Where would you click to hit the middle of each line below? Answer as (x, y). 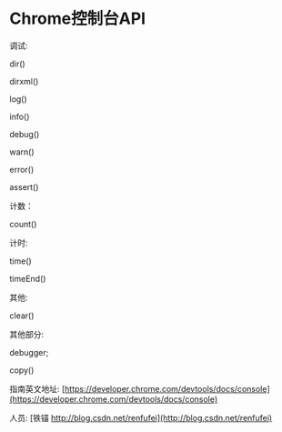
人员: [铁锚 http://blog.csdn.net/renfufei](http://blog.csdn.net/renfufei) (141, 417)
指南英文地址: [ (37, 388)
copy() (22, 370)
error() (22, 169)
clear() (22, 316)
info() (20, 116)
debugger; (29, 352)
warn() (22, 152)
